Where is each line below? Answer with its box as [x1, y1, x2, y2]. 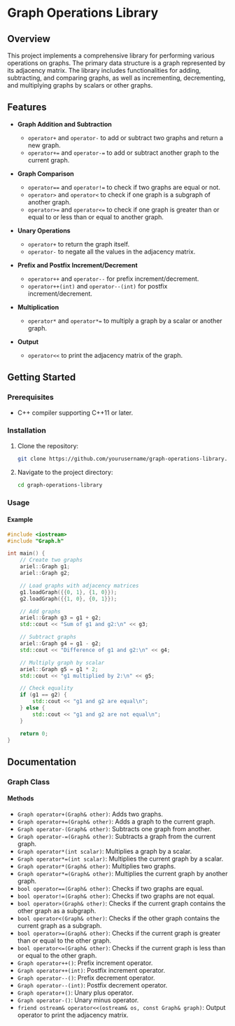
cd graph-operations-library [17, 481, 103, 488]
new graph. [27, 141, 61, 149]
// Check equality [20, 685, 73, 692]
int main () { [7, 550, 45, 557]
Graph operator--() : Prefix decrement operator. [17, 973, 155, 982]
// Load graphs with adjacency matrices [20, 582, 139, 589]
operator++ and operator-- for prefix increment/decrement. [27, 275, 199, 283]
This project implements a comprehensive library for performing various [7, 51, 215, 60]
